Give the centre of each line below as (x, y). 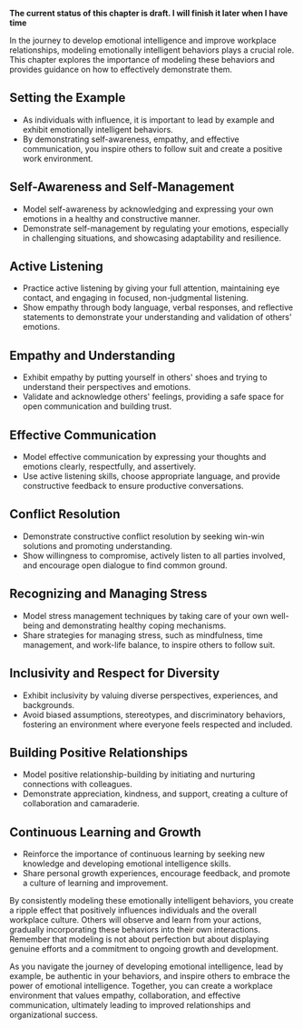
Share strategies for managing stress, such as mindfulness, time (142, 634)
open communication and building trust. (97, 406)
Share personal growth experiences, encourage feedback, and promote (156, 874)
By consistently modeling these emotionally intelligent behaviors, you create (151, 901)
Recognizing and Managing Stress (108, 594)
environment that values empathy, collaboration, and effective (125, 995)
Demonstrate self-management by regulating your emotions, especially (155, 228)
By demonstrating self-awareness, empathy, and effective (131, 139)
